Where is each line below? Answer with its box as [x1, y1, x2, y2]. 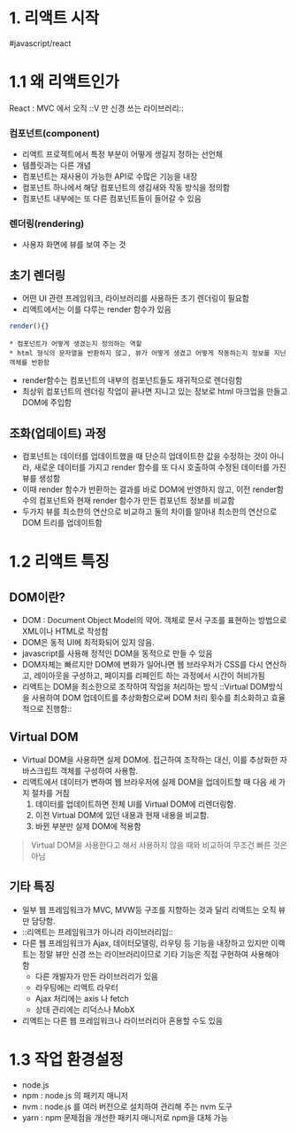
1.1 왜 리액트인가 [9, 72, 119, 92]
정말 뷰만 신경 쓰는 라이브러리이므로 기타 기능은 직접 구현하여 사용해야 [38, 949, 280, 959]
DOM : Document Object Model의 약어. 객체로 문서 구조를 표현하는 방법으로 [21, 614, 287, 625]
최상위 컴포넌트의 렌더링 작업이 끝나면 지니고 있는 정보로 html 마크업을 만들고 [21, 386, 288, 397]
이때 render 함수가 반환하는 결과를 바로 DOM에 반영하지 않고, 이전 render [21, 484, 277, 495]
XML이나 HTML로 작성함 [21, 626, 109, 636]
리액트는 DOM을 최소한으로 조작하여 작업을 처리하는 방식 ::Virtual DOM [21, 681, 270, 691]
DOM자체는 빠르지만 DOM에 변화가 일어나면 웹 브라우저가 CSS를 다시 [21, 659, 263, 669]
